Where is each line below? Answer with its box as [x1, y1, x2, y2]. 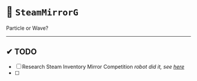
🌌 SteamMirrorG [6, 5, 79, 19]
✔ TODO [6, 47, 37, 57]
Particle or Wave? [6, 24, 49, 31]
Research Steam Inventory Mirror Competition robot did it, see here [22, 63, 185, 70]
